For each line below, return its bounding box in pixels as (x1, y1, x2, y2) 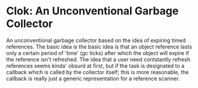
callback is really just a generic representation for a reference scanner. (6, 75, 180, 82)
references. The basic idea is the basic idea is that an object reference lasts (6, 43, 193, 50)
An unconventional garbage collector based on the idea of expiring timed (6, 37, 186, 44)
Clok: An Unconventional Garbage (6, 4, 179, 18)
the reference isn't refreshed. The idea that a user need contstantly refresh (6, 56, 191, 63)
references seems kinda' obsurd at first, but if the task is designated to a (6, 62, 185, 69)
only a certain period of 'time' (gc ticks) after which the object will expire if (6, 49, 189, 56)
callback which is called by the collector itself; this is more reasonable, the (6, 68, 189, 75)
